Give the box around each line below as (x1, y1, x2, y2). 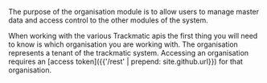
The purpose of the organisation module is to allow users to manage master (8, 7, 260, 16)
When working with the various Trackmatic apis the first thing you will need (8, 31, 258, 40)
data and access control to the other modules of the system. (8, 15, 209, 25)
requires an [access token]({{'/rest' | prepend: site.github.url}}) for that (8, 56, 244, 66)
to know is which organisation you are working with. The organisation (8, 39, 239, 49)
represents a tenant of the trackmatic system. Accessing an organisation (8, 48, 249, 57)
